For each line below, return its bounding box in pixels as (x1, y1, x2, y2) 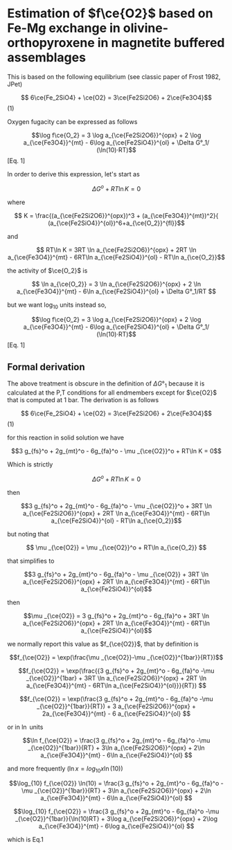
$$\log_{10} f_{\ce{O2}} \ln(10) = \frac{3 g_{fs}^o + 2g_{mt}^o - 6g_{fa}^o (9, 779, 220, 788)
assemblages (7, 50, 87, 66)
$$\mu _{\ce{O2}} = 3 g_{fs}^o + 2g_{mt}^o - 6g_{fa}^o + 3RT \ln (23, 611, 210, 620)
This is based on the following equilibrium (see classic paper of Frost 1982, (7, 72, 221, 81)
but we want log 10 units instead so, (7, 300, 107, 310)
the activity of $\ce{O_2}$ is (7, 266, 88, 275)
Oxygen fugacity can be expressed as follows (7, 117, 138, 126)
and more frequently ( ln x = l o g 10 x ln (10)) (7, 764, 123, 774)
